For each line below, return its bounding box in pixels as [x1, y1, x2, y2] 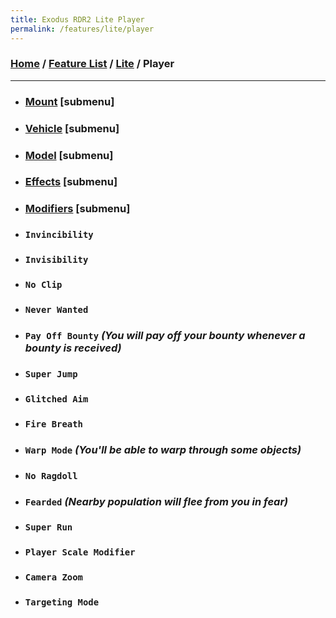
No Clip [24, 279, 63, 291]
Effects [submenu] [24, 175, 118, 189]
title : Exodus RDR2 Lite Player [10, 14, 145, 25]
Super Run [24, 522, 73, 533]
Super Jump [24, 368, 78, 380]
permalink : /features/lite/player [10, 24, 155, 34]
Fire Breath [24, 418, 83, 430]
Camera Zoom [24, 572, 83, 583]
